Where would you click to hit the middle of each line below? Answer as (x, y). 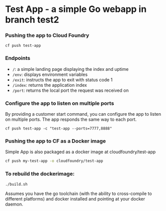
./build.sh (16, 184)
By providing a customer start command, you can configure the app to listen (83, 114)
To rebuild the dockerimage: (40, 174)
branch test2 (32, 20)
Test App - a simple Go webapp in (76, 9)
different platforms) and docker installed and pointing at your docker (75, 199)
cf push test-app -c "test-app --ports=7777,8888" (59, 129)
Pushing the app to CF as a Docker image (55, 141)
